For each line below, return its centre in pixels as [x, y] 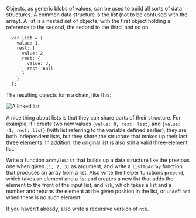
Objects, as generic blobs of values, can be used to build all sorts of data [94, 8]
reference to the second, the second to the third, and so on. [78, 27]
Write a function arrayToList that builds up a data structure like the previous [98, 160]
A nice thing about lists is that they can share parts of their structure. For [94, 117]
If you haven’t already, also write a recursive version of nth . [78, 209]
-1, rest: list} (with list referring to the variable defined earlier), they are [96, 130]
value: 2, [33, 53]
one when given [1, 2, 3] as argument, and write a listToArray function [94, 166]
